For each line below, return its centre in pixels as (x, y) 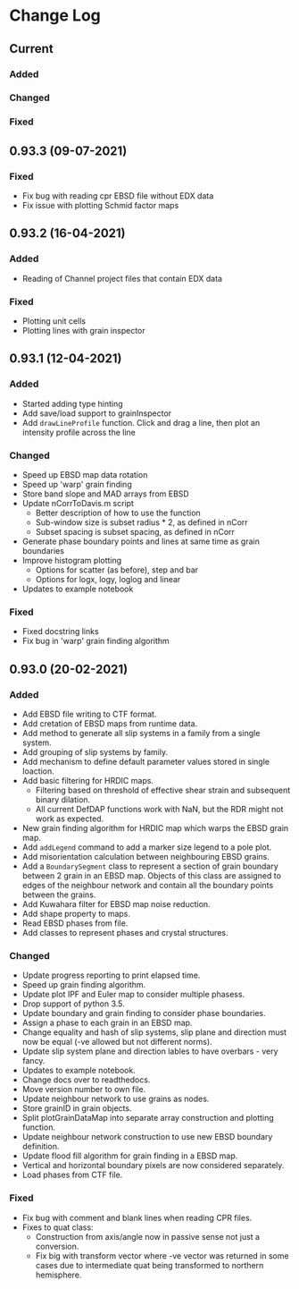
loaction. (38, 771)
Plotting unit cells (54, 321)
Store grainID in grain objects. (77, 1108)
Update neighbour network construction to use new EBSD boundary (147, 1137)
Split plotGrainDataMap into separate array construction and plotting (148, 1118)
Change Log (55, 16)
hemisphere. (58, 1275)
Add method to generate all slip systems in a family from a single (141, 733)
